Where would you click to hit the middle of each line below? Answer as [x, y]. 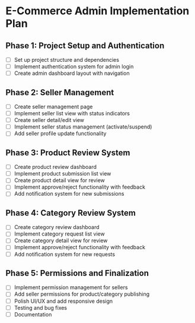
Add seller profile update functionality [60, 134]
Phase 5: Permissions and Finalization [77, 273]
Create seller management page [53, 106]
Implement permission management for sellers [71, 287]
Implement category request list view [59, 234]
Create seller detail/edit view [49, 120]
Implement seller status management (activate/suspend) [83, 127]
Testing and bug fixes [41, 308]
